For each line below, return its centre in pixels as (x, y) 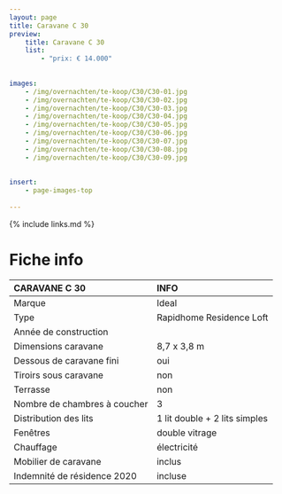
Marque (30, 302)
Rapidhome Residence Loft (212, 318)
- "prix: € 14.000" (77, 59)
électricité (177, 447)
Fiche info (46, 260)
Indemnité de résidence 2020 (75, 475)
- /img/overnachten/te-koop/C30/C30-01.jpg (107, 91)
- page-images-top (59, 191)
